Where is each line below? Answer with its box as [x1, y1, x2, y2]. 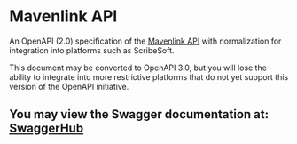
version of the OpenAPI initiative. [9, 81, 129, 92]
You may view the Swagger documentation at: [9, 107, 270, 122]
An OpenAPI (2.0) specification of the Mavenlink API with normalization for [9, 36, 282, 46]
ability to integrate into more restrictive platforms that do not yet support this [9, 71, 289, 82]
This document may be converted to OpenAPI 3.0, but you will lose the [9, 62, 268, 73]
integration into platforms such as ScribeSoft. [9, 44, 175, 55]
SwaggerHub [9, 121, 84, 136]
